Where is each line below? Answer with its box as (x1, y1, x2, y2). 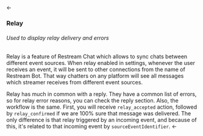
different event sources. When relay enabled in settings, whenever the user (6, 59, 196, 67)
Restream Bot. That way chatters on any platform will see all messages (6, 72, 184, 80)
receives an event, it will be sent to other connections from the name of (6, 66, 186, 73)
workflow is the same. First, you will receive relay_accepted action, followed (6, 103, 197, 110)
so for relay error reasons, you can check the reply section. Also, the (6, 97, 179, 104)
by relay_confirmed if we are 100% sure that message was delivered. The (6, 110, 191, 117)
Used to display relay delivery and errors (6, 34, 109, 41)
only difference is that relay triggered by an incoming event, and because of (6, 117, 197, 124)
